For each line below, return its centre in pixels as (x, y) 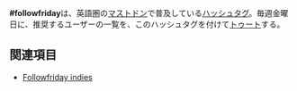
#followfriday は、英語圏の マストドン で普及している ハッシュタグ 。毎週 (141, 13)
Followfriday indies (57, 77)
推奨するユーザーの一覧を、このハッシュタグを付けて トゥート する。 (159, 24)
